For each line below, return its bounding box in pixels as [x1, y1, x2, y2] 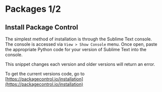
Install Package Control [5, 23, 78, 31]
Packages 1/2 [5, 3, 61, 15]
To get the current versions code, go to [5, 71, 85, 77]
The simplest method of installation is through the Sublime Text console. [5, 36, 152, 42]
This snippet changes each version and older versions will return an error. [5, 61, 156, 67]
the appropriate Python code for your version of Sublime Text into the [5, 47, 147, 52]
